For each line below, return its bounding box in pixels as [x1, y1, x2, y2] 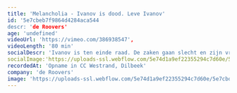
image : [7, 75, 27, 83]
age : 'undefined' [7, 29, 59, 37]
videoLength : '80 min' [7, 43, 74, 50]
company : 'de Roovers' [7, 69, 74, 76]
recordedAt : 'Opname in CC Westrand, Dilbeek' [7, 62, 147, 69]
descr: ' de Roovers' [7, 23, 68, 30]
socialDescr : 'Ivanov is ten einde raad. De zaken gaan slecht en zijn [7, 50, 222, 57]
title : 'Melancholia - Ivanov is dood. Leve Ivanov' [7, 10, 166, 17]
